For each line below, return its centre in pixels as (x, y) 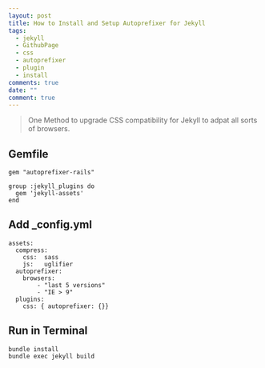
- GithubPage (37, 46)
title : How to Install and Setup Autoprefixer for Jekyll (107, 23)
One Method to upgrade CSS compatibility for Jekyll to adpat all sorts (143, 120)
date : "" (23, 90)
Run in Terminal (48, 331)
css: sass (41, 257)
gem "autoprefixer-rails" (51, 173)
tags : (17, 30)
